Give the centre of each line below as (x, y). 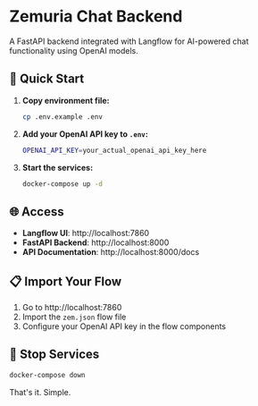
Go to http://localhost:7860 (72, 307)
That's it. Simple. (40, 392)
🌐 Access (37, 211)
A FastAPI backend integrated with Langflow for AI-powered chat (129, 41)
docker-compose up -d (62, 184)
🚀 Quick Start (47, 79)
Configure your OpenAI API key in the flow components (124, 326)
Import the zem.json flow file (74, 317)
